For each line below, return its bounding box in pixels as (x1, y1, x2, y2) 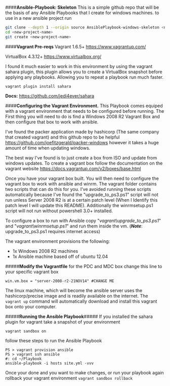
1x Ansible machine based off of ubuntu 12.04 (12, 253, 108, 260)
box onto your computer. (5, 303, 57, 309)
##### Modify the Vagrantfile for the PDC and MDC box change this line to (5, 263, 162, 269)
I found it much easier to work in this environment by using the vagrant (5, 63, 153, 69)
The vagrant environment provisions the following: (5, 238, 110, 244)
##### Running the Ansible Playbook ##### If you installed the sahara (5, 313, 153, 319)
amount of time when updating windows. (5, 145, 91, 151)
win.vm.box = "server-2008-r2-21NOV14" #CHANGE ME (5, 278, 114, 283)
